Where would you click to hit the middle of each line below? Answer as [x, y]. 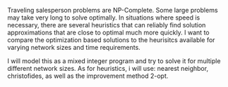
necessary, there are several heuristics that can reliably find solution [107, 25]
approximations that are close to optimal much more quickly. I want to [108, 32]
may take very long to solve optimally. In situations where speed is [104, 18]
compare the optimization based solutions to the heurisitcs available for [111, 40]
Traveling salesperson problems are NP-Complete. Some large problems [113, 10]
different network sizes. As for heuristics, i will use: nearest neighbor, [108, 68]
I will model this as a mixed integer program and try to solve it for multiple [114, 61]
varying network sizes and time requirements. [74, 47]
